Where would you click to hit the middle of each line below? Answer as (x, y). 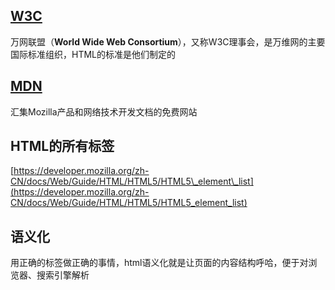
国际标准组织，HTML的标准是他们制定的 (93, 54)
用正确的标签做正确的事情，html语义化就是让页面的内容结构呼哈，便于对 (159, 263)
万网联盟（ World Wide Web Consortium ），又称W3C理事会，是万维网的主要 (168, 41)
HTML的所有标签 (62, 146)
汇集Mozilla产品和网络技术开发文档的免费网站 (104, 111)
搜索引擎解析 (63, 275)
